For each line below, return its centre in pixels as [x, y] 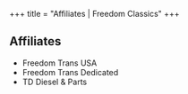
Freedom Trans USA [60, 63]
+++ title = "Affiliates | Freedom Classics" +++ [95, 14]
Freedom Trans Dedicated [70, 72]
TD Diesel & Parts [55, 82]
